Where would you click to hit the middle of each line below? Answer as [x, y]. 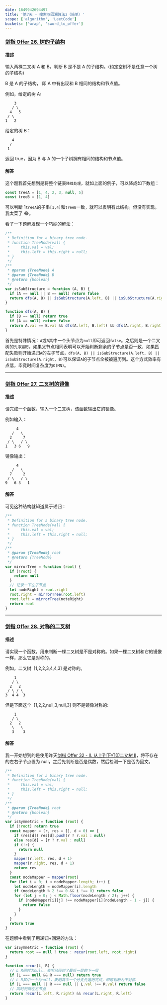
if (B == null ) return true [39, 316]
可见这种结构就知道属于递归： [36, 506]
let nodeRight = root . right [39, 590]
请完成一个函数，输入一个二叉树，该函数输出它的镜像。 [62, 409]
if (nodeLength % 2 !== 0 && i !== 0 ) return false [69, 891]
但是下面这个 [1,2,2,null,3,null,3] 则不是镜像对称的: [57, 705]
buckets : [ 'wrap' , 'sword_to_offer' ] [44, 24]
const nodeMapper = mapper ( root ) [44, 877]
